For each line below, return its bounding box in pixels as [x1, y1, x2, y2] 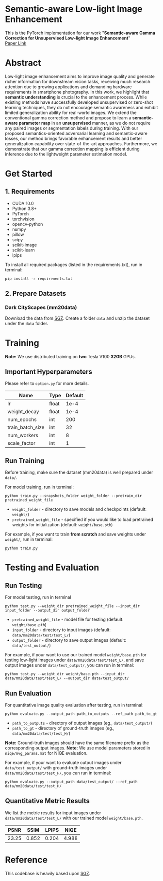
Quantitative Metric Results [5, 797, 90, 805]
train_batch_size [7, 424, 45, 431]
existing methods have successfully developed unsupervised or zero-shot [5, 99, 153, 105]
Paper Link [5, 40, 27, 46]
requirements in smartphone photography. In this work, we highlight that [5, 89, 149, 95]
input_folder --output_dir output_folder [5, 608, 90, 613]
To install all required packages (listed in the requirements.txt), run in [5, 262, 143, 268]
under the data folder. [5, 320, 49, 326]
